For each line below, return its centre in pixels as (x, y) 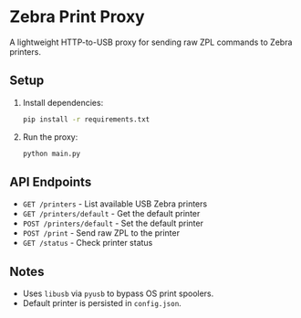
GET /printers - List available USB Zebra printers (115, 204)
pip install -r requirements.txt (86, 119)
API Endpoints (51, 181)
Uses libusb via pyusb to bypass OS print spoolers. (118, 293)
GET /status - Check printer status (88, 243)
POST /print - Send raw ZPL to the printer (101, 233)
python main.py (52, 154)
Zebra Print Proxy (77, 17)
